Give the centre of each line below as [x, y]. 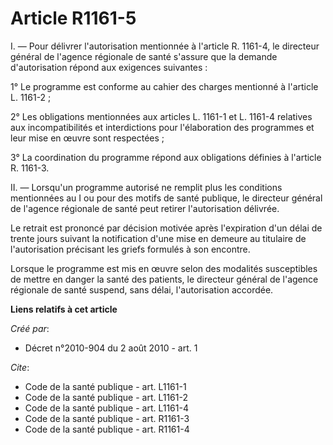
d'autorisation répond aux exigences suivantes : [109, 67]
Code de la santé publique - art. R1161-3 [107, 418]
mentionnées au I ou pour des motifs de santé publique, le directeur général [166, 198]
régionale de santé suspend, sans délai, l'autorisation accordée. [142, 289]
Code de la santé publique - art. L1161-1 [105, 386]
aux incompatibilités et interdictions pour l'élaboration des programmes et [162, 127]
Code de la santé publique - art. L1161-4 [106, 408]
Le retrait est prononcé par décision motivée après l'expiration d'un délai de [166, 228]
